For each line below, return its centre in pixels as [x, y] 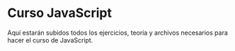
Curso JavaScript [59, 13]
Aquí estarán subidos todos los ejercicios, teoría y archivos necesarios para [118, 33]
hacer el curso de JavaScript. [50, 40]
